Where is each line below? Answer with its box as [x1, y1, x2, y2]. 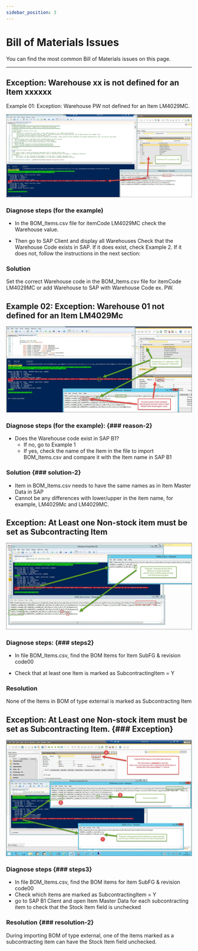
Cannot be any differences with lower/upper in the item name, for [14, 494, 174, 501]
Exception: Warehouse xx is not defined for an [6, 77, 180, 88]
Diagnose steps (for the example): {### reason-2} [6, 422, 153, 430]
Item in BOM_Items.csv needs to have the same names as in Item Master [14, 482, 192, 489]
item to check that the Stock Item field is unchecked [14, 904, 141, 911]
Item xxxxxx [6, 87, 52, 97]
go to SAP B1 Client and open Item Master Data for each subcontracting [14, 897, 189, 904]
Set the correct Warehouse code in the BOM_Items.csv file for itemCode [6, 278, 181, 285]
